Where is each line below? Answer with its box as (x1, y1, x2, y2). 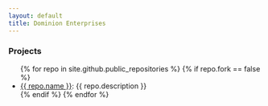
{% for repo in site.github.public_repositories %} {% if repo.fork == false (19, 63, 261, 73)
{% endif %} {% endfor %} (19, 89, 109, 99)
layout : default (8, 11, 63, 20)
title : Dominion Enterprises (8, 19, 106, 27)
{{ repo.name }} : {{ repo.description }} (19, 81, 147, 91)
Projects (8, 46, 42, 57)
